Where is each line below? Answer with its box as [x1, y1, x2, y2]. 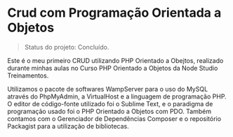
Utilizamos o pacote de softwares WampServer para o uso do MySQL [7, 85, 208, 93]
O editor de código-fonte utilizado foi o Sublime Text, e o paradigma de [7, 99, 213, 108]
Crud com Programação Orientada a [7, 5, 222, 21]
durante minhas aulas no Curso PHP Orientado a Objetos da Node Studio [7, 64, 218, 72]
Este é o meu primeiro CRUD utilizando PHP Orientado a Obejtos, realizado [7, 56, 224, 64]
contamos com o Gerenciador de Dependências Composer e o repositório [7, 114, 222, 123]
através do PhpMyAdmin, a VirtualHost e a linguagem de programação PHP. [7, 92, 227, 101]
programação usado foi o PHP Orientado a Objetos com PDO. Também [7, 107, 212, 115]
